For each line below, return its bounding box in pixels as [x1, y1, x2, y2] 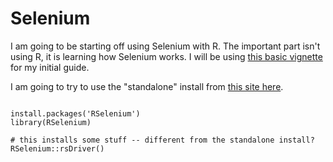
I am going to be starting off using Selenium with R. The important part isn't [10, 40, 321, 52]
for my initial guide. [10, 61, 90, 73]
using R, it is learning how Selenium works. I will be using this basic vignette [10, 50, 323, 62]
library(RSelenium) [10, 117, 92, 127]
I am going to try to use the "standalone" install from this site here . [10, 80, 284, 92]
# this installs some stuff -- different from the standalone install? [10, 135, 315, 145]
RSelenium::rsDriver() [10, 143, 105, 154]
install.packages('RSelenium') [10, 108, 141, 119]
